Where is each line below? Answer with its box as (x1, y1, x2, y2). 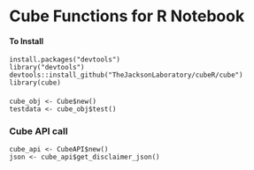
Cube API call (9, 125, 68, 137)
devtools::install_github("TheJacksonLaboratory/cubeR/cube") (9, 70, 243, 80)
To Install (9, 35, 44, 46)
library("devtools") (9, 63, 86, 72)
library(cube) (9, 78, 62, 87)
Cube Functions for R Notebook (9, 6, 245, 26)
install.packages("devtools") (9, 55, 121, 64)
